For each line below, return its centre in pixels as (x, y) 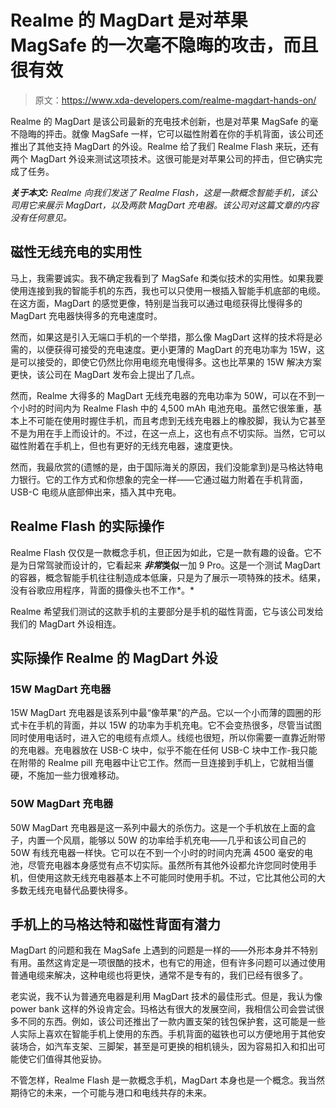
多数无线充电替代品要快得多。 (71, 890)
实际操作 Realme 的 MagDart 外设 (114, 657)
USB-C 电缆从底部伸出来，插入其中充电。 (96, 492)
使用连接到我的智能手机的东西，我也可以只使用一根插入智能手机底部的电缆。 (168, 290)
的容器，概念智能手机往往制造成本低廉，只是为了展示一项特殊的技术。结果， (168, 577)
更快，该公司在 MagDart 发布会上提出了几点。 (105, 374)
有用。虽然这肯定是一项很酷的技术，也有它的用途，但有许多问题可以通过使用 (168, 963)
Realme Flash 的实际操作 (87, 526)
